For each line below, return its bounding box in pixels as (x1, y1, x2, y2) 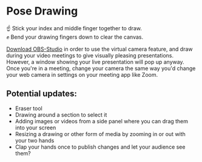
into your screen (15, 124, 56, 131)
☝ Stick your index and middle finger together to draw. (6, 24, 143, 31)
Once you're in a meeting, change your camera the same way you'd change (6, 65, 196, 72)
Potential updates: (6, 89, 78, 99)
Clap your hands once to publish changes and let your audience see (15, 143, 186, 151)
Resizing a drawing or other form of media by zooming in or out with (15, 130, 186, 137)
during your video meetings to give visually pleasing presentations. (6, 51, 174, 59)
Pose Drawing (6, 4, 78, 18)
